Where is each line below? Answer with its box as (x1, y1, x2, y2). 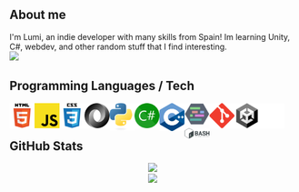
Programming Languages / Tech (9, 78, 195, 94)
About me (9, 7, 66, 23)
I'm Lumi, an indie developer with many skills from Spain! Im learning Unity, (9, 31, 291, 42)
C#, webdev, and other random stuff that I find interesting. (9, 41, 227, 52)
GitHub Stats (9, 138, 84, 154)
